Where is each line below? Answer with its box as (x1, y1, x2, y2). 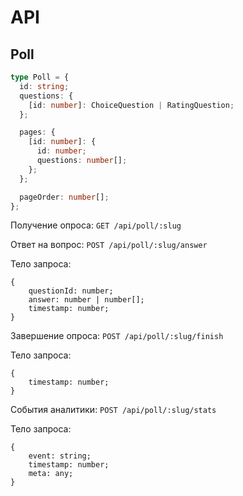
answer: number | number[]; (28, 295, 145, 305)
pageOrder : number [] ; (19, 192, 110, 202)
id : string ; (19, 81, 70, 91)
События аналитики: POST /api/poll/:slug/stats (10, 404, 217, 416)
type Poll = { (10, 72, 70, 82)
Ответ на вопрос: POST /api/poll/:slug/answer (10, 239, 208, 251)
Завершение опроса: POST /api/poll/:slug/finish (10, 330, 224, 342)
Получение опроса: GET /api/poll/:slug (10, 219, 182, 231)
